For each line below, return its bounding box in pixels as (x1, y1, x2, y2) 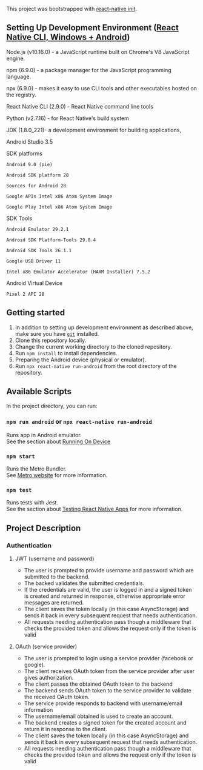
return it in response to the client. (24, 726, 107, 733)
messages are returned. (24, 599, 84, 606)
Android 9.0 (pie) (6, 161, 53, 167)
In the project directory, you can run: (6, 403, 98, 410)
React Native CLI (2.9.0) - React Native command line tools (6, 102, 153, 110)
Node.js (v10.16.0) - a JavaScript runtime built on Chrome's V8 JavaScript (6, 48, 190, 55)
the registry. (6, 91, 36, 98)
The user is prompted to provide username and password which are (24, 567, 194, 574)
